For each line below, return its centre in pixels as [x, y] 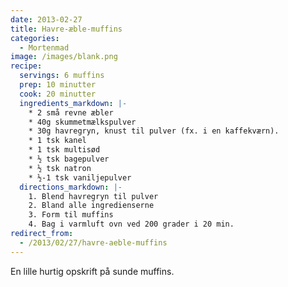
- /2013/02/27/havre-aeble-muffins [93, 242]
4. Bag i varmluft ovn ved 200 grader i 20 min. [131, 224]
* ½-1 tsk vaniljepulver [80, 177]
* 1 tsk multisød [64, 150]
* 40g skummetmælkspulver [82, 122]
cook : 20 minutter [58, 94]
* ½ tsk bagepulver [69, 159]
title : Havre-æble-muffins [66, 29]
